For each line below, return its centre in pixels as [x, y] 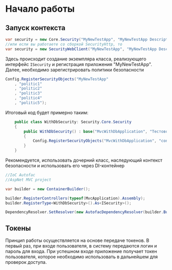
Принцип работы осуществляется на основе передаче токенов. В [77, 240]
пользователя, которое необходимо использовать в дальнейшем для [82, 257]
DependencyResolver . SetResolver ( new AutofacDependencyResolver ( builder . [84, 212]
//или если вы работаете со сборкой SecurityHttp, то [64, 44]
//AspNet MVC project [28, 179]
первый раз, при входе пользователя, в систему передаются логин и [81, 246]
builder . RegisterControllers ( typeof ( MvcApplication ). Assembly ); [75, 198]
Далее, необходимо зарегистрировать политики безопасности [75, 70]
